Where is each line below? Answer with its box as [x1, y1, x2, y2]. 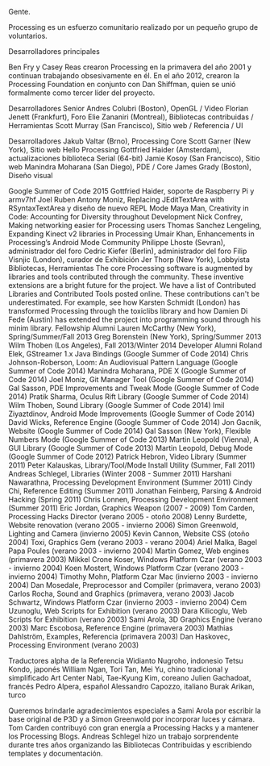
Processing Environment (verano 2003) [8, 640, 139, 650]
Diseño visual [8, 171, 53, 180]
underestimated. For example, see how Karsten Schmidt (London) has [8, 298, 241, 307]
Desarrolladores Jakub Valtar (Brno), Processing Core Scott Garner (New [8, 136, 251, 146]
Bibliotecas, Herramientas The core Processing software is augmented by [8, 264, 253, 273]
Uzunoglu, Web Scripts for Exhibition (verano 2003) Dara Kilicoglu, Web [8, 606, 247, 615]
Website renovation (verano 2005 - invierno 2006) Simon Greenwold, [8, 520, 239, 530]
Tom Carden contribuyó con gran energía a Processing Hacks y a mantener [8, 723, 260, 732]
